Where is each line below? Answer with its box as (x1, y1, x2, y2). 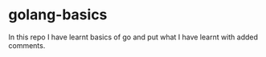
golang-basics (8, 6, 108, 24)
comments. (8, 40, 46, 50)
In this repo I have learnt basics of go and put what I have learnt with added (8, 32, 259, 42)
